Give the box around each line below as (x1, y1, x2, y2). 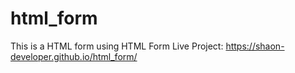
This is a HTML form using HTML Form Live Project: (10, 40, 224, 52)
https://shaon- (225, 40, 285, 52)
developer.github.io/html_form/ (10, 50, 138, 62)
